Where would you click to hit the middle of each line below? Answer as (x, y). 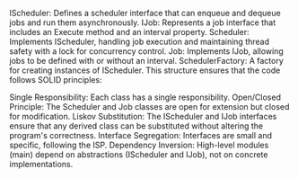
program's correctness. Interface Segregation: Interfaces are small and (140, 135)
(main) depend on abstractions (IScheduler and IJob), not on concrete (139, 155)
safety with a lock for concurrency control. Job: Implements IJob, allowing (147, 51)
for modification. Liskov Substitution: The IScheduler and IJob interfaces (143, 116)
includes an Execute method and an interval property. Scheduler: (129, 32)
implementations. (41, 164)
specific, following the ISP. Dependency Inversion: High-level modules (139, 145)
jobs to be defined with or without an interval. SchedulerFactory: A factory (147, 61)
